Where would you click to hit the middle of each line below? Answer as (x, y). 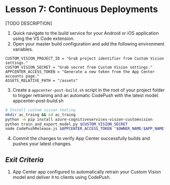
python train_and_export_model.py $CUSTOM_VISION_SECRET (67, 124)
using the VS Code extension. (44, 38)
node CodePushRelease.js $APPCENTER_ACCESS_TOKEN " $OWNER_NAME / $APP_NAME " (86, 129)
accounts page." (22, 76)
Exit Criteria (25, 159)
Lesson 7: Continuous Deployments (82, 9)
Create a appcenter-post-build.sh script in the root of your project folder (89, 90)
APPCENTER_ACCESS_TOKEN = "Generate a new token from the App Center (80, 72)
